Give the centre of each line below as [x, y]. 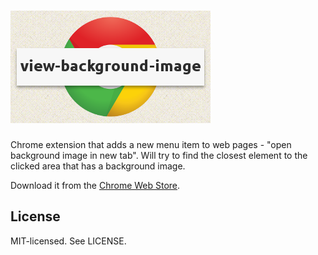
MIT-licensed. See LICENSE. [68, 241]
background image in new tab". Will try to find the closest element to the [159, 155]
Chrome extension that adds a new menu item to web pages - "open [151, 144]
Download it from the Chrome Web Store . [95, 185]
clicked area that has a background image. [98, 166]
